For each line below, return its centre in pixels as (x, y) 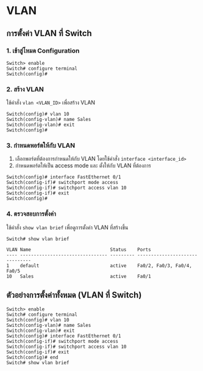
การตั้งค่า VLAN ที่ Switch (49, 33)
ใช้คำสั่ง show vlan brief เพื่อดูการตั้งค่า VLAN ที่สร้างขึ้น (67, 227)
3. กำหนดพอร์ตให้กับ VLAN (41, 145)
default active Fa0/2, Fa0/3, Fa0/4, (106, 266)
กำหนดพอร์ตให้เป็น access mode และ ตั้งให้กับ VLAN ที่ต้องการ (83, 166)
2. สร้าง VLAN (25, 89)
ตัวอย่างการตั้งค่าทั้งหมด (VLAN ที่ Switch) (74, 295)
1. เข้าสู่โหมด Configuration (43, 51)
